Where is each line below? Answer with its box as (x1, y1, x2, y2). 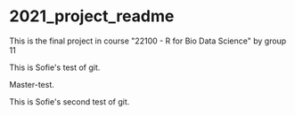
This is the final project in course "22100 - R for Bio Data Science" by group (9, 35, 287, 46)
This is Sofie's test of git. (9, 62, 101, 73)
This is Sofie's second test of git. (9, 96, 130, 107)
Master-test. (9, 79, 55, 89)
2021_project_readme (9, 6, 175, 27)
